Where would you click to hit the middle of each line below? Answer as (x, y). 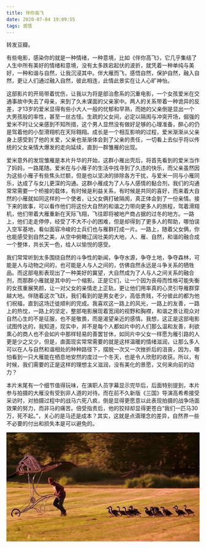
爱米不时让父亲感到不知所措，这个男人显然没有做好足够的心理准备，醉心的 (100, 124)
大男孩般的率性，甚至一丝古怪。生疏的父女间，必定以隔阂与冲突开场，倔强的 (103, 117)
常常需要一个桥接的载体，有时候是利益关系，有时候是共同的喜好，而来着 (97, 191)
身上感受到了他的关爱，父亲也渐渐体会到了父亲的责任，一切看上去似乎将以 (100, 140)
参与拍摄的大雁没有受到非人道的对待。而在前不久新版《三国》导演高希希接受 (103, 393)
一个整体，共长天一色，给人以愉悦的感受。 (60, 244)
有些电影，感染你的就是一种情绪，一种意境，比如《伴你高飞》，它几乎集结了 (102, 58)
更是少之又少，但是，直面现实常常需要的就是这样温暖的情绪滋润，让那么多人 (103, 342)
